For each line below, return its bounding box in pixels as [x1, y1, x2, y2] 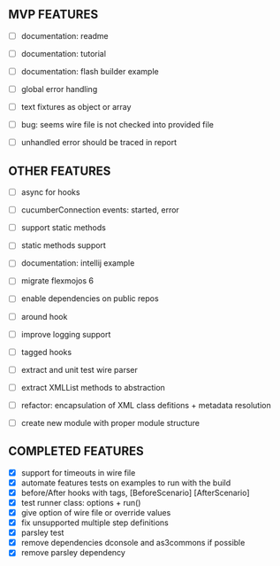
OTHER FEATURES [8, 163, 111, 178]
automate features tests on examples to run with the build [20, 477, 231, 488]
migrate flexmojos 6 [20, 275, 95, 286]
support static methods [20, 222, 107, 233]
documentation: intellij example [20, 258, 135, 268]
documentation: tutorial [20, 48, 107, 58]
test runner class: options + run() [20, 497, 141, 508]
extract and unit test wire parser [20, 364, 139, 375]
